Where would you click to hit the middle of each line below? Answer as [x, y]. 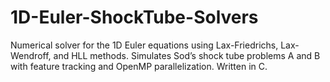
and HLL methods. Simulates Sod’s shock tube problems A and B [187, 55]
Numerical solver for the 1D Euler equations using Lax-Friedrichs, [144, 45]
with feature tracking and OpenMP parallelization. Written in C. [139, 66]
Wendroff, [31, 55]
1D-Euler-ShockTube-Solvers [134, 17]
